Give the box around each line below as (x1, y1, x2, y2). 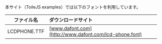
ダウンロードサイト (49, 17, 93, 23)
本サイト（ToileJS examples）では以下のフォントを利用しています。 (5, 4, 141, 10)
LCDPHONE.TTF (7, 28, 45, 34)
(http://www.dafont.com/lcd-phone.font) (49, 31, 142, 37)
